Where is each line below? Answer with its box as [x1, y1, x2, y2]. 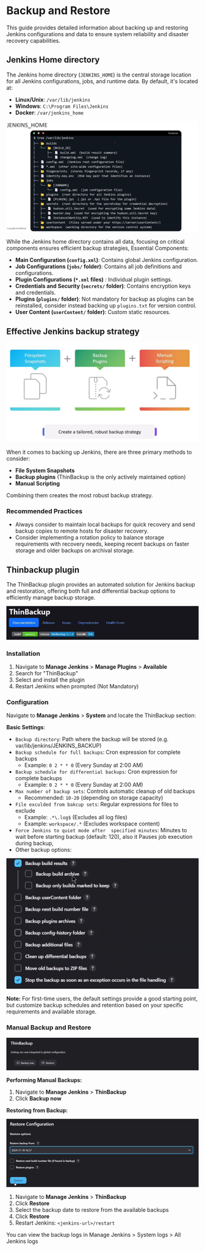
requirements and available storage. [6, 1008, 96, 1015]
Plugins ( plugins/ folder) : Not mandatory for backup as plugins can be [15, 295, 194, 303]
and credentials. [15, 289, 56, 296]
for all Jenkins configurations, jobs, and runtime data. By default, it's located [6, 77, 198, 85]
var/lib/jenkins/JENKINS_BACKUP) [15, 742, 102, 749]
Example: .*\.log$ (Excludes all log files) [24, 814, 128, 821]
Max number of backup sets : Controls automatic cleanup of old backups [15, 787, 195, 795]
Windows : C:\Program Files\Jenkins [15, 102, 109, 110]
